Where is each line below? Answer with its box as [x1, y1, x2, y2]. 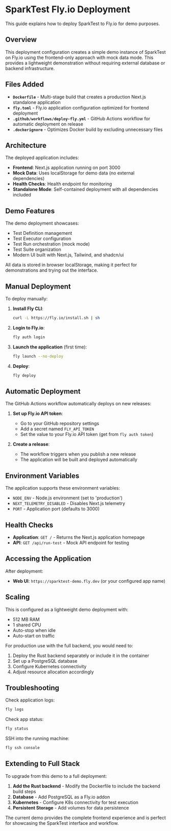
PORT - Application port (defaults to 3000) [12, 506, 100, 512]
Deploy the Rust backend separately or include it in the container [12, 652, 150, 659]
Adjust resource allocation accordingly [12, 669, 94, 675]
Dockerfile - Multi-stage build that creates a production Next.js [12, 94, 146, 100]
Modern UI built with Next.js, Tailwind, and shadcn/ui [12, 252, 124, 258]
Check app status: [5, 716, 44, 723]
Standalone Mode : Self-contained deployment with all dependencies [12, 186, 158, 192]
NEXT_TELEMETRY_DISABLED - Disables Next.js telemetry [12, 500, 126, 507]
